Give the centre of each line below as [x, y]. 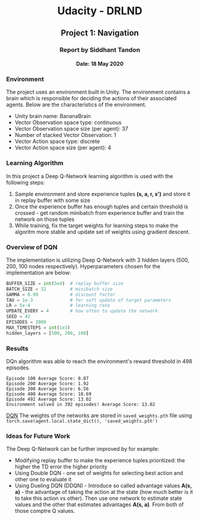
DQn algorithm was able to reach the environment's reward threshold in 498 [99, 362]
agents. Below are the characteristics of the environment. [76, 104]
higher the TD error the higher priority [61, 467]
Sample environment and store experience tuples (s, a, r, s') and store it [102, 194]
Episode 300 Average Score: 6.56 [48, 389]
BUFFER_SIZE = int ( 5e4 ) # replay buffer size [65, 283]
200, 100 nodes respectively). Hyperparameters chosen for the [83, 266]
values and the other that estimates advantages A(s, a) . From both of [99, 505]
